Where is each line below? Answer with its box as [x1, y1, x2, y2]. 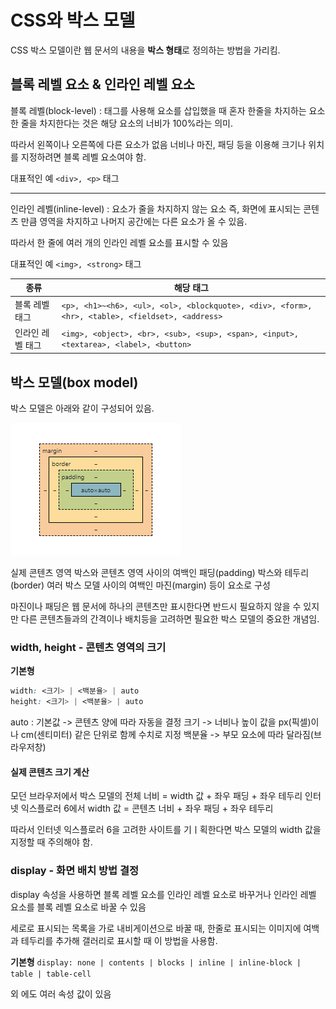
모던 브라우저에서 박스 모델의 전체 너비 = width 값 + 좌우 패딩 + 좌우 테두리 [10, 790, 303, 802]
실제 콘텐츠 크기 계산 [10, 766, 90, 778]
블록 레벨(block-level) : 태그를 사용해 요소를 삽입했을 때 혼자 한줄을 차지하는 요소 [10, 104, 326, 116]
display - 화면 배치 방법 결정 [10, 864, 140, 878]
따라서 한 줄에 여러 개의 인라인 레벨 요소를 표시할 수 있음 [10, 236, 229, 248]
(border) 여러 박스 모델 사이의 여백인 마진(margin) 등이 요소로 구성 [10, 579, 271, 591]
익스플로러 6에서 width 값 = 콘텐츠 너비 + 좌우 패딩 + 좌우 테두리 [20, 802, 274, 815]
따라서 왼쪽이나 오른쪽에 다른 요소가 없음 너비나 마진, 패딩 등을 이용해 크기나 [10, 138, 307, 150]
